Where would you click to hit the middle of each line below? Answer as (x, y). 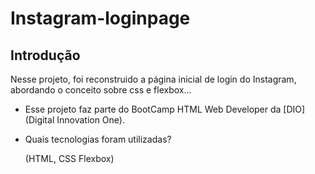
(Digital (39, 120)
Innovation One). (90, 120)
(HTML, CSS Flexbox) (69, 158)
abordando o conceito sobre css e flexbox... (101, 90)
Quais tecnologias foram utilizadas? (98, 139)
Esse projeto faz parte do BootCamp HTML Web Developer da (153, 109)
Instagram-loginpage (100, 18)
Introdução (45, 55)
